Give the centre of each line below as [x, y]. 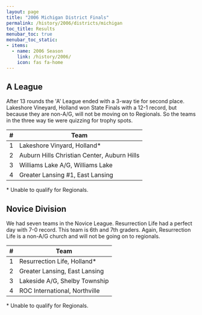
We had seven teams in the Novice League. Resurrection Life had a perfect [99, 223]
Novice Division [36, 209]
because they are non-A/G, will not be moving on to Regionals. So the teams [101, 114]
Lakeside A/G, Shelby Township [64, 281]
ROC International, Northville [59, 291]
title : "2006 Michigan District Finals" [58, 17]
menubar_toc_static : [32, 40]
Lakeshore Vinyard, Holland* [60, 145]
